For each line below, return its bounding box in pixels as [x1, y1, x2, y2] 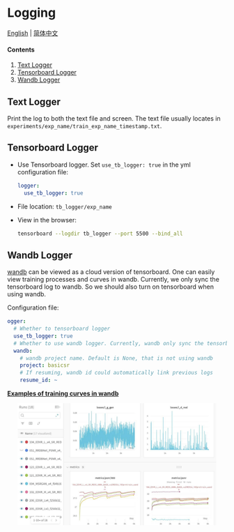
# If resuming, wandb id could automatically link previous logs [19, 370, 214, 377]
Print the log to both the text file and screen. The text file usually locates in [7, 114, 221, 123]
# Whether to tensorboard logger [13, 326, 111, 333]
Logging [7, 5, 56, 21]
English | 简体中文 [7, 29, 58, 37]
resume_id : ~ [19, 377, 58, 384]
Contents [7, 45, 35, 54]
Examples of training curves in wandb [7, 389, 119, 398]
